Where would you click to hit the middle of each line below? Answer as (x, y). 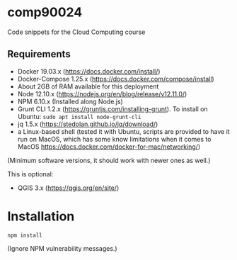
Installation (41, 216)
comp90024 (45, 12)
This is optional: (30, 174)
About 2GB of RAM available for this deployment (88, 86)
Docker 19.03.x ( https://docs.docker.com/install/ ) (89, 71)
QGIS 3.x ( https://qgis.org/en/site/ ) (68, 188)
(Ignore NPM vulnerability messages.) (63, 248)
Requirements (39, 54)
